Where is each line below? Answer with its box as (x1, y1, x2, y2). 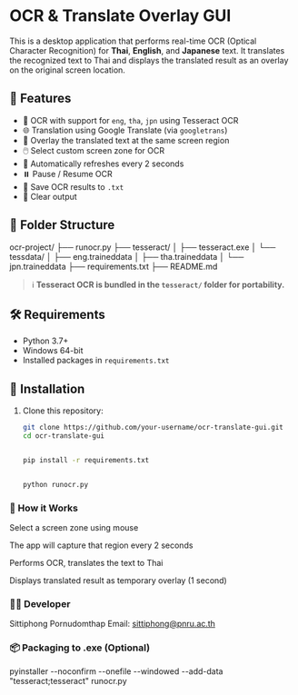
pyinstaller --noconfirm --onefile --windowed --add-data (9, 665, 223, 677)
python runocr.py (22, 480, 89, 489)
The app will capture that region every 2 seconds (9, 540, 194, 551)
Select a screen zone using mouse (9, 521, 139, 532)
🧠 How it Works (9, 501, 79, 514)
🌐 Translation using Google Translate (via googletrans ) (22, 124, 228, 135)
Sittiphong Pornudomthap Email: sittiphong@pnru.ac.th (9, 619, 216, 630)
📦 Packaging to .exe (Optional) (9, 641, 151, 654)
